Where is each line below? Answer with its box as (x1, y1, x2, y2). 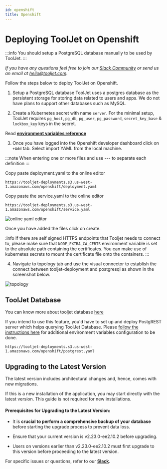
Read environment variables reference (5, 131, 86, 137)
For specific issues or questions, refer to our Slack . (5, 458, 111, 464)
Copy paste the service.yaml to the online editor (5, 193, 104, 199)
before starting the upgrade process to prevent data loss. (12, 424, 131, 430)
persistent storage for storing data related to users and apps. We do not (12, 95, 160, 101)
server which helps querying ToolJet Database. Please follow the (5, 324, 139, 330)
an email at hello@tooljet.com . (5, 71, 68, 77)
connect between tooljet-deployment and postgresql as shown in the (12, 266, 155, 272)
